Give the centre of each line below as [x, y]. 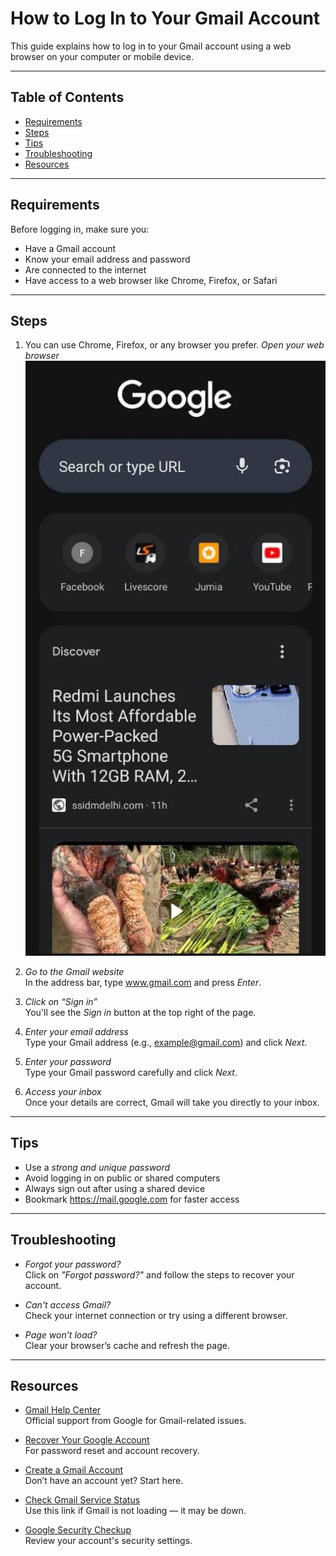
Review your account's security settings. [108, 1541]
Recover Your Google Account [87, 1440]
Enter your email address [76, 1031]
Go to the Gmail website [74, 971]
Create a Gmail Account [74, 1470]
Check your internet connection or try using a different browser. [156, 1315]
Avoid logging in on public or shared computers [122, 1178]
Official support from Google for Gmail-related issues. [135, 1421]
